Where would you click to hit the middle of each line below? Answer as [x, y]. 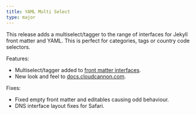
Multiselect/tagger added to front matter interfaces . [78, 70]
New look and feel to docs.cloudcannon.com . [70, 76]
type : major [21, 17]
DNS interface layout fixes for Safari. [60, 105]
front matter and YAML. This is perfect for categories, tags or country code [98, 41]
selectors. [18, 47]
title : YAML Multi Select [38, 12]
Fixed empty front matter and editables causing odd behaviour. [92, 100]
